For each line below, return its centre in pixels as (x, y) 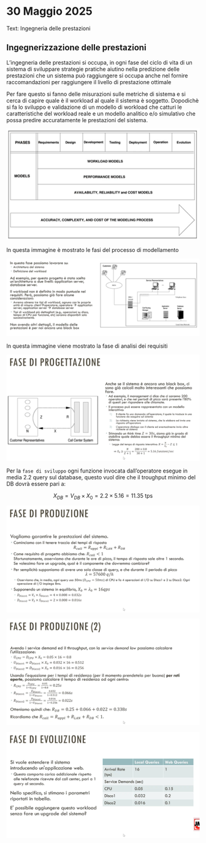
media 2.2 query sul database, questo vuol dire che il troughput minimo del (101, 477)
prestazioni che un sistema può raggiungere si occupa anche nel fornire (97, 76)
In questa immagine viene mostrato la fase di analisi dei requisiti (87, 346)
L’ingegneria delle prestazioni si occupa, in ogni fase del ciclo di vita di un (100, 62)
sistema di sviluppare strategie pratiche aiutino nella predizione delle (93, 69)
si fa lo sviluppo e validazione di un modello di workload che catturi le (94, 107)
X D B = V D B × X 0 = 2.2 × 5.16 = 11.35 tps (103, 496)
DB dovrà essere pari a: (36, 484)
